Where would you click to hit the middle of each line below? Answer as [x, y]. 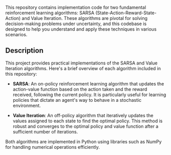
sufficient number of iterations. [45, 131]
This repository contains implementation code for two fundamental [76, 7]
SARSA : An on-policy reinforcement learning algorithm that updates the [88, 83]
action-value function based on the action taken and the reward [80, 89]
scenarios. [16, 35]
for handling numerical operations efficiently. [52, 147]
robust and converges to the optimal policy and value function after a [85, 126]
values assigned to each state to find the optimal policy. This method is [88, 121]
